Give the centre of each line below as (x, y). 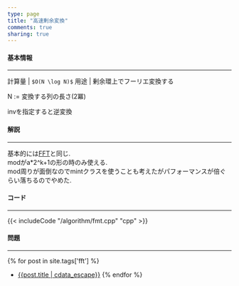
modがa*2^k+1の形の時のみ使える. (58, 162)
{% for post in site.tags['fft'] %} (53, 261)
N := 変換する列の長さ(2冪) (47, 96)
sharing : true (28, 34)
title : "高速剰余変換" (38, 21)
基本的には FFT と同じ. (39, 153)
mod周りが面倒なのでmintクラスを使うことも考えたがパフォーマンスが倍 (114, 171)
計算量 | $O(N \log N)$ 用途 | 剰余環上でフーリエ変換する (91, 81)
